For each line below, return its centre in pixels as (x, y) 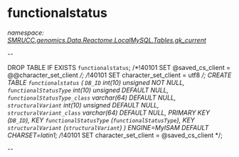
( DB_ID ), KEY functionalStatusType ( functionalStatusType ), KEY (101, 120)
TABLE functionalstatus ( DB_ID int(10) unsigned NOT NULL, (96, 82)
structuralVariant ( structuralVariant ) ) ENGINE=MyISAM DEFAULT (108, 127)
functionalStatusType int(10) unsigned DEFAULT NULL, (88, 90)
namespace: (26, 33)
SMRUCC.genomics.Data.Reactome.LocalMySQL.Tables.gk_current (107, 40)
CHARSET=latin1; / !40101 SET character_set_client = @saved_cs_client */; (115, 135)
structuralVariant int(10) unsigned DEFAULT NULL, (84, 105)
